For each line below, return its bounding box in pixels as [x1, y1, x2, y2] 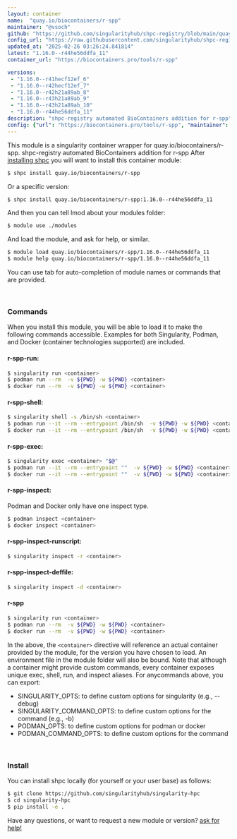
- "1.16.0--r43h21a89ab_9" [10, 95, 90, 102]
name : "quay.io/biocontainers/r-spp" [7, 17, 121, 24]
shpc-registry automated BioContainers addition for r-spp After [21, 148, 205, 157]
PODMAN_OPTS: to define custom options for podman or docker [17, 721, 206, 730]
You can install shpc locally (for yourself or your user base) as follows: [7, 777, 212, 785]
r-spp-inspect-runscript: [7, 537, 83, 545]
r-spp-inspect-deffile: [7, 568, 74, 577]
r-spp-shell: [7, 398, 44, 406]
